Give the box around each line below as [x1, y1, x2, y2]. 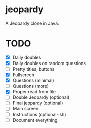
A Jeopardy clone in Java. [5, 20, 59, 26]
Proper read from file [12, 89, 56, 95]
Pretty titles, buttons [12, 66, 55, 72]
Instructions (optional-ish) [12, 111, 66, 117]
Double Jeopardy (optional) [12, 94, 70, 100]
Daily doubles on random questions [12, 60, 86, 66]
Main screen [12, 106, 39, 112]
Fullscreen [12, 72, 34, 78]
